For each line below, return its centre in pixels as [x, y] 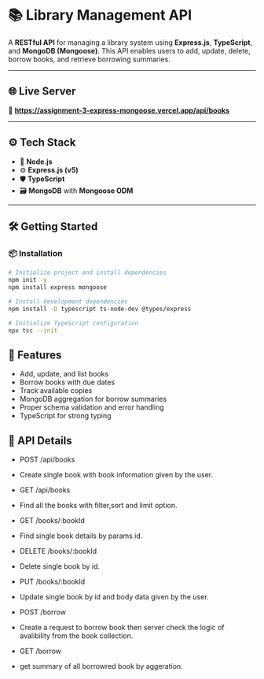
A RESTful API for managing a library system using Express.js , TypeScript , [130, 42]
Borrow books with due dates [67, 382]
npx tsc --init [33, 330]
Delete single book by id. [60, 566]
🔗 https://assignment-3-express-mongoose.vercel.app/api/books [119, 110]
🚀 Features [35, 355]
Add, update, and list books [64, 374]
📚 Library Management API [100, 15]
